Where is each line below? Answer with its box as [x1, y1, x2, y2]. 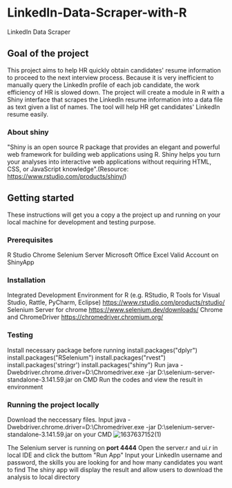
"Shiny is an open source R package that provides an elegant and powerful [7, 143, 220, 151]
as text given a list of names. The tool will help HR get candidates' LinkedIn [7, 102, 220, 111]
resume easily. [7, 110, 48, 118]
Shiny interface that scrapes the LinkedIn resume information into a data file [7, 95, 223, 104]
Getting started [7, 192, 75, 204]
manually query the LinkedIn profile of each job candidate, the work [7, 81, 200, 89]
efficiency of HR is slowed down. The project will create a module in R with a [7, 88, 225, 96]
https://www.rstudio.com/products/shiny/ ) [7, 173, 127, 181]
